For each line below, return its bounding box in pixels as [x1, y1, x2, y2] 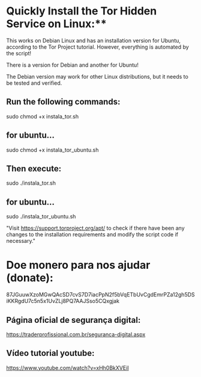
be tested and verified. [6, 79, 62, 87]
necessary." [6, 238, 36, 245]
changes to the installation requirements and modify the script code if [6, 231, 179, 238]
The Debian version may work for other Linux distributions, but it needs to [6, 73, 189, 80]
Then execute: [6, 164, 62, 174]
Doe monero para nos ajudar [6, 259, 151, 272]
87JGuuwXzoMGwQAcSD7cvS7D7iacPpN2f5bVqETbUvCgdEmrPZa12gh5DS [6, 291, 195, 298]
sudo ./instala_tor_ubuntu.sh [6, 213, 76, 220]
